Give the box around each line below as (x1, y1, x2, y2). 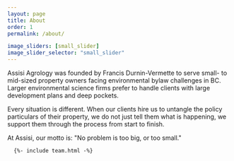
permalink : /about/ (7, 30, 65, 37)
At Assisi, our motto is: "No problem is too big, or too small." (7, 133, 182, 142)
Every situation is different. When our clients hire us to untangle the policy (7, 105, 223, 113)
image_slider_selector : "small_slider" (7, 49, 125, 56)
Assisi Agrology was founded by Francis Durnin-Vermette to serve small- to (7, 68, 228, 77)
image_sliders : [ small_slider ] (7, 43, 100, 50)
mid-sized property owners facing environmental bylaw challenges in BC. (7, 76, 221, 85)
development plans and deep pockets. (7, 91, 119, 100)
